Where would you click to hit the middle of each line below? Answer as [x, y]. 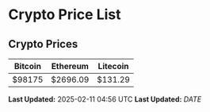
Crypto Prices [43, 44]
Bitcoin [28, 66]
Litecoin [113, 66]
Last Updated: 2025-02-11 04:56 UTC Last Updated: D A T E [105, 99]
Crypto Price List [65, 15]
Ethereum [70, 66]
